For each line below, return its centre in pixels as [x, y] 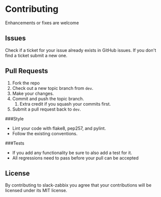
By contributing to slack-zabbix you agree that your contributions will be [78, 185]
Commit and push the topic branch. [48, 98]
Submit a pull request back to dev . [47, 109]
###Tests [15, 143]
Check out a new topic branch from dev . [53, 88]
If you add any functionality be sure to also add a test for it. [72, 153]
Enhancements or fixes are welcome [42, 23]
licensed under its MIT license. [36, 191]
